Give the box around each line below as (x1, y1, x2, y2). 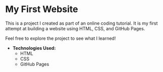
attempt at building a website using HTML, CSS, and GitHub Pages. (5, 25, 145, 31)
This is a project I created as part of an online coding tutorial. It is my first (5, 20, 158, 26)
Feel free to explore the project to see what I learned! (5, 35, 116, 41)
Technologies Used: (12, 45, 56, 51)
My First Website (5, 4, 78, 15)
